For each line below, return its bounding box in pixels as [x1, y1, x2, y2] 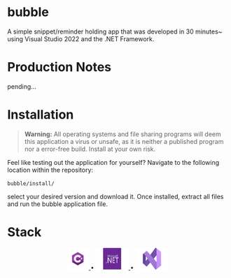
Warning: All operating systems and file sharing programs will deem [24, 130, 222, 138]
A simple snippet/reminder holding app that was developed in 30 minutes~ [7, 27, 223, 36]
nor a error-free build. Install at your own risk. [24, 145, 156, 153]
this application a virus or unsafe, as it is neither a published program [24, 137, 224, 145]
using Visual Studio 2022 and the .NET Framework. [7, 34, 155, 43]
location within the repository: [7, 166, 93, 174]
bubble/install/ [7, 180, 55, 187]
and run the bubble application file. [7, 200, 108, 208]
